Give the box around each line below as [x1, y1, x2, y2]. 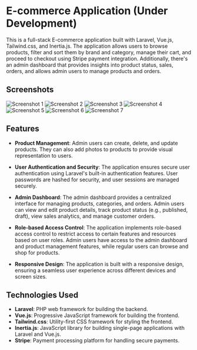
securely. [14, 182, 37, 189]
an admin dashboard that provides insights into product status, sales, [6, 61, 173, 68]
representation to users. [14, 152, 73, 159]
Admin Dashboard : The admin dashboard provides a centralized [14, 194, 172, 201]
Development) [6, 17, 78, 30]
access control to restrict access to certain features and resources [14, 230, 176, 237]
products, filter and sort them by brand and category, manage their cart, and [6, 48, 192, 55]
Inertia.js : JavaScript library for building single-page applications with [14, 325, 185, 332]
